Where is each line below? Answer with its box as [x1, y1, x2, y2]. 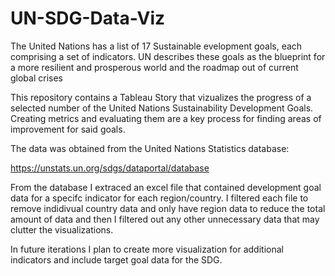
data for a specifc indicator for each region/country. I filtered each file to [10, 192, 309, 204]
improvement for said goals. [10, 123, 126, 135]
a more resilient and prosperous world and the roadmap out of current [10, 61, 299, 73]
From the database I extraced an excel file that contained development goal [10, 181, 322, 193]
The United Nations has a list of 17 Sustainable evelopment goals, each [10, 40, 303, 52]
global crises [10, 72, 64, 84]
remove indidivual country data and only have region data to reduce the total [10, 202, 326, 214]
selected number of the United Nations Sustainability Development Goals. [10, 102, 314, 114]
